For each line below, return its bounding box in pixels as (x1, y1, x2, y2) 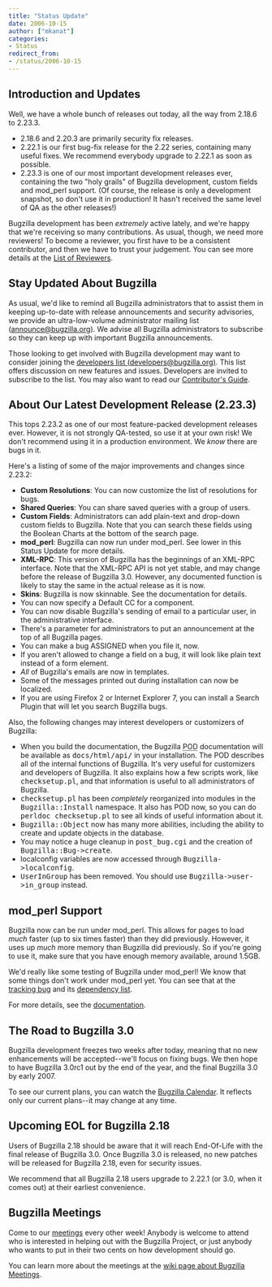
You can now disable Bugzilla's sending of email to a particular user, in (19, 607, 257, 617)
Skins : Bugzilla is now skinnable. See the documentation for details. (19, 589, 248, 599)
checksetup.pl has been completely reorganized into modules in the (19, 794, 256, 804)
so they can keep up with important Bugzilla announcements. (8, 333, 214, 342)
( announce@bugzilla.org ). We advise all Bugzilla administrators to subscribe (8, 324, 264, 334)
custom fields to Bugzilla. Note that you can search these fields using (19, 520, 253, 530)
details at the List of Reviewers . (8, 253, 114, 263)
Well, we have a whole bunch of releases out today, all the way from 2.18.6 (8, 109, 257, 119)
